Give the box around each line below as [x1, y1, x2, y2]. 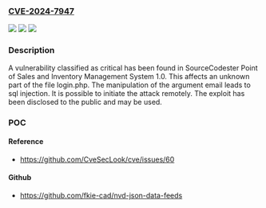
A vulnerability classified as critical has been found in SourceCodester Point [8, 62, 258, 73]
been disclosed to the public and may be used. [8, 97, 162, 106]
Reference [8, 137, 44, 146]
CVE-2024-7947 [8, 6, 74, 17]
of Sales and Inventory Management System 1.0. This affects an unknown [8, 71, 250, 81]
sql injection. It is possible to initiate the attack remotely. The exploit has [8, 88, 245, 98]
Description [8, 45, 55, 56]
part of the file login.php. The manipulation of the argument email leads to [8, 80, 252, 90]
